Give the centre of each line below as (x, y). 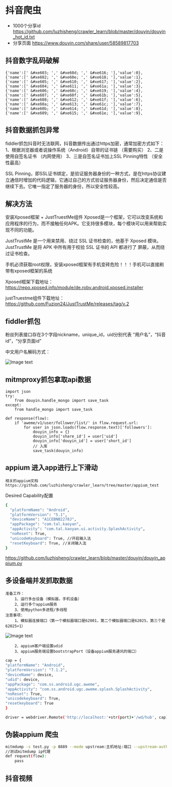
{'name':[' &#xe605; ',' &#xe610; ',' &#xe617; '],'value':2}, (74, 82)
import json (18, 392)
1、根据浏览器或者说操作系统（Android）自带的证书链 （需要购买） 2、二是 (84, 150)
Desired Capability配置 (29, 495)
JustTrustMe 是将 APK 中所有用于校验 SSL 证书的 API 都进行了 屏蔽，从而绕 (85, 247)
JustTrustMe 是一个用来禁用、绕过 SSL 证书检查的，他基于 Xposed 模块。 (83, 241)
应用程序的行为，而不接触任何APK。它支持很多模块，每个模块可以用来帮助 (84, 224)
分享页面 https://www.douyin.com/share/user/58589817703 (76, 43)
